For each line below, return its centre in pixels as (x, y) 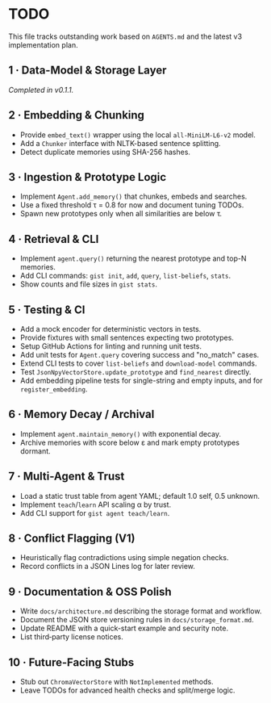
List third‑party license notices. (71, 637)
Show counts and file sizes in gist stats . (89, 284)
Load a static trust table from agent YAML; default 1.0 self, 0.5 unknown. (140, 496)
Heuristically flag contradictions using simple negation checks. (124, 558)
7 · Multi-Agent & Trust (67, 477)
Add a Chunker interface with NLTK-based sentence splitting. (120, 143)
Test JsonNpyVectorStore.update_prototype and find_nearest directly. (135, 372)
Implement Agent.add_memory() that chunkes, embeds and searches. (133, 197)
